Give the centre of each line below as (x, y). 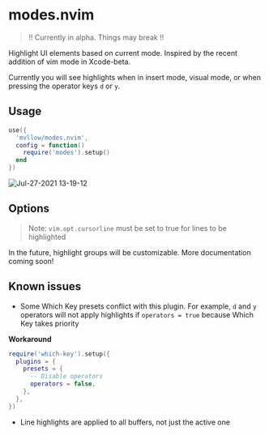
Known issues (45, 286)
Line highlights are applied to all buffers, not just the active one (125, 422)
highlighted (47, 237)
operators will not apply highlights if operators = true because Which (137, 314)
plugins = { (36, 361)
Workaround (30, 339)
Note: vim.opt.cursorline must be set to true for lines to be (127, 228)
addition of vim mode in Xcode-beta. (70, 62)
